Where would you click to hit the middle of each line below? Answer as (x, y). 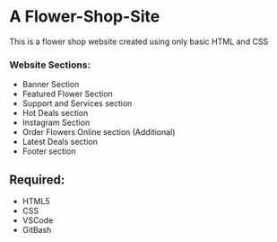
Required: (37, 179)
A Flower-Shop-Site (85, 17)
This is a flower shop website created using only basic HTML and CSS (139, 41)
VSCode (38, 220)
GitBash (37, 230)
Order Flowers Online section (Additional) (99, 132)
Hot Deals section (55, 113)
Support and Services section (77, 103)
